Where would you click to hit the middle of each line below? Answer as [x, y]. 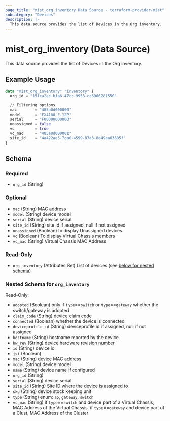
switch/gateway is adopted [41, 311]
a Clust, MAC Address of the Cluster [50, 413]
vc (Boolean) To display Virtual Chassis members [64, 236]
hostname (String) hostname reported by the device [66, 338]
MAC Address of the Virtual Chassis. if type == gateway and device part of [89, 408]
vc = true [29, 129]
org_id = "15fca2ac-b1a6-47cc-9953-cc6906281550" [63, 96]
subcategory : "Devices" [30, 15]
